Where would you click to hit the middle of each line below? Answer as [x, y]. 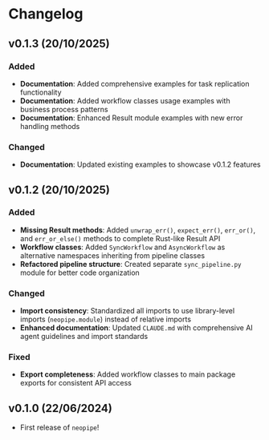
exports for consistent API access [76, 383]
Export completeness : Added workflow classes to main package [128, 374]
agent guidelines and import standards [84, 337]
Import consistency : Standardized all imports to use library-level [127, 311]
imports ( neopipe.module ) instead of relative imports [105, 319]
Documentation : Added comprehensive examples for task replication [135, 83]
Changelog [46, 14]
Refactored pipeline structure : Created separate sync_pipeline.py [131, 264]
